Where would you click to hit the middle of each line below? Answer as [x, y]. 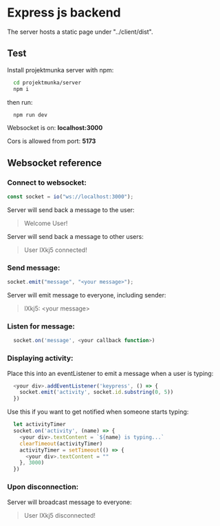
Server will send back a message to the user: [71, 210]
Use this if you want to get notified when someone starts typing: [98, 412]
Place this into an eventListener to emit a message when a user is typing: [110, 373]
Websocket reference [54, 163]
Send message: [34, 268]
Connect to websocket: [47, 182]
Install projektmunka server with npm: [60, 70]
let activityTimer [40, 425]
